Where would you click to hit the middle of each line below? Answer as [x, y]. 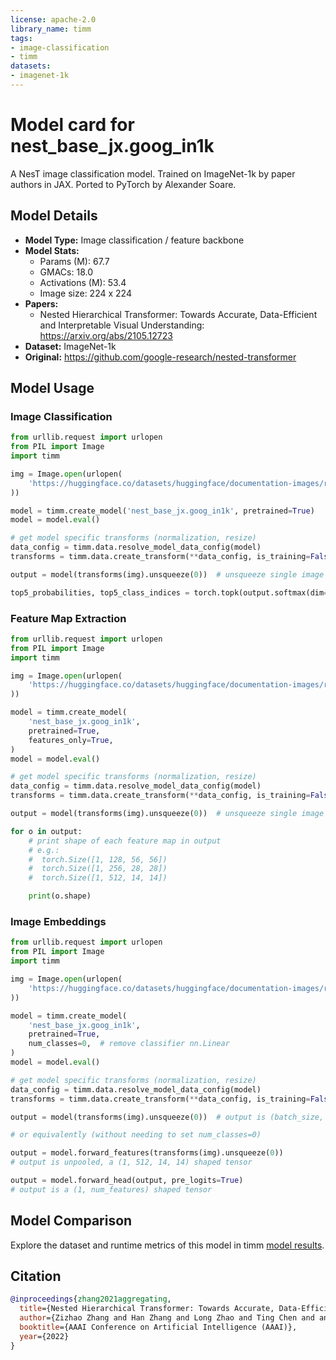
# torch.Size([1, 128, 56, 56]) [98, 859]
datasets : [31, 66]
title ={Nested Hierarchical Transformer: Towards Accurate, [147, 1309]
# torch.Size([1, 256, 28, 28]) [98, 869]
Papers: [41, 303]
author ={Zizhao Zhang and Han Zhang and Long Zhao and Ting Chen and [167, 1318]
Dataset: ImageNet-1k [70, 346]
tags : [21, 38]
